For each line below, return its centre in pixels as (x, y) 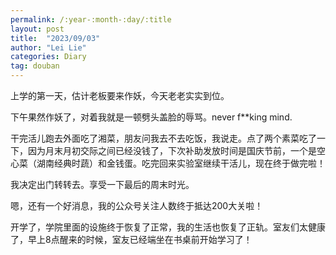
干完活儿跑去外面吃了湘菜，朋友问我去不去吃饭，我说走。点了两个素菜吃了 (163, 138)
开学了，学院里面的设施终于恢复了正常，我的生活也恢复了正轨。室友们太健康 (168, 227)
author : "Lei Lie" (48, 47)
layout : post (37, 29)
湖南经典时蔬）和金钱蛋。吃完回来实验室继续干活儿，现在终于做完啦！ (181, 163)
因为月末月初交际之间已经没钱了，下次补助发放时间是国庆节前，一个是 (172, 150)
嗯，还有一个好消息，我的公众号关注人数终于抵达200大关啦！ (137, 205)
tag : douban (35, 66)
